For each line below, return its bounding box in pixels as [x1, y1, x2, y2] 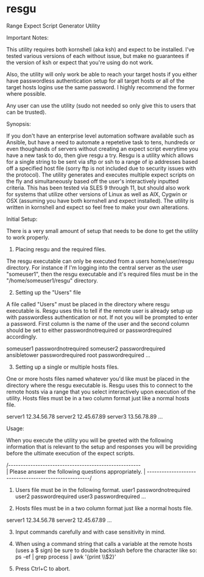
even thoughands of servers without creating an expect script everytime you [6, 145, 199, 152]
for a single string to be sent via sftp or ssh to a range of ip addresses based [6, 158, 198, 165]
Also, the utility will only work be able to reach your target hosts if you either [6, 70, 198, 78]
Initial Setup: [6, 215, 38, 222]
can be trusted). [6, 108, 47, 116]
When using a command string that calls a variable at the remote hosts [15, 540, 193, 547]
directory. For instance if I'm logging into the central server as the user [6, 263, 183, 271]
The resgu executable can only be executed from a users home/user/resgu [6, 257, 194, 265]
